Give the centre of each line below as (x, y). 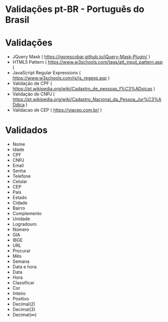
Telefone (21, 176)
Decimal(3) (24, 309)
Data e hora (24, 267)
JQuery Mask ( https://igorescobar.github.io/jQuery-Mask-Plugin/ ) (81, 57)
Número (21, 230)
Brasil (17, 20)
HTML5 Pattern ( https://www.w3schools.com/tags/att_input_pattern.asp (87, 62)
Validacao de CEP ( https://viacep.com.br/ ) (57, 110)
